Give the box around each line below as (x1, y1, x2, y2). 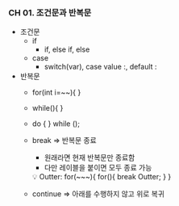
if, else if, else (44, 44, 90, 54)
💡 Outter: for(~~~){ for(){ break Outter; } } (31, 172, 172, 182)
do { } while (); (31, 119, 81, 128)
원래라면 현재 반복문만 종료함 (44, 153, 135, 162)
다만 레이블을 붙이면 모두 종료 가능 (44, 163, 152, 173)
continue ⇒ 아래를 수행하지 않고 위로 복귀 (31, 189, 165, 199)
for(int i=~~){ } (31, 87, 81, 98)
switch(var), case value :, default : (44, 62, 157, 72)
